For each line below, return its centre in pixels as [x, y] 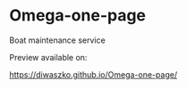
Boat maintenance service [57, 40]
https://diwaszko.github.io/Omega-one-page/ [93, 74]
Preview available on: [48, 57]
